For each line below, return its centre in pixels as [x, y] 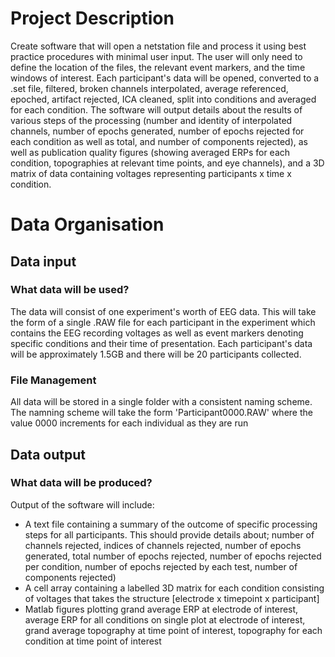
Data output [48, 454]
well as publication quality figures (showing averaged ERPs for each [150, 152]
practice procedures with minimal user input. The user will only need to [156, 56]
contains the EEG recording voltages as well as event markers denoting [157, 333]
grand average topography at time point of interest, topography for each [173, 630]
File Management [53, 380]
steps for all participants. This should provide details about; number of [169, 534]
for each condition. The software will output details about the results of [156, 109]
